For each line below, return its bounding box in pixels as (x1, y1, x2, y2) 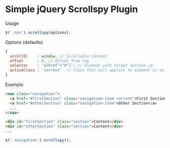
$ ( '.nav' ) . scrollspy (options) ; (5, 30, 71, 35)
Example (5, 82, 24, 88)
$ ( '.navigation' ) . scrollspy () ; (5, 138, 71, 143)
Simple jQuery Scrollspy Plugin (5, 4, 138, 15)
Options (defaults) (5, 39, 43, 45)
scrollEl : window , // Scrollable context (10, 54, 108, 59)
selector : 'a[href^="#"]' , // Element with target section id (10, 63, 153, 68)
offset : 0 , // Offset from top (10, 58, 90, 64)
